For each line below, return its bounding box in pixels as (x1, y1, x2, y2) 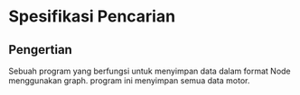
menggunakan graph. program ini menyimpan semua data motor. (8, 75, 250, 86)
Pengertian (8, 42, 73, 57)
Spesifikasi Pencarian (8, 6, 176, 27)
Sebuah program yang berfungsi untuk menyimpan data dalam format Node (8, 65, 291, 76)
